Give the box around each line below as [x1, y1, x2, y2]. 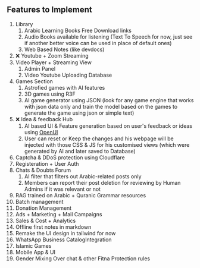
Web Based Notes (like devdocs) [24, 46, 105, 53]
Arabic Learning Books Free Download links [24, 27, 132, 34]
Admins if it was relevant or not [24, 185, 101, 193]
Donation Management [15, 204, 72, 212]
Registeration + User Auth [15, 160, 79, 167]
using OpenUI [24, 128, 58, 135]
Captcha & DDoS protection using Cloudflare [15, 154, 125, 161]
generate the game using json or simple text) [24, 109, 135, 116]
